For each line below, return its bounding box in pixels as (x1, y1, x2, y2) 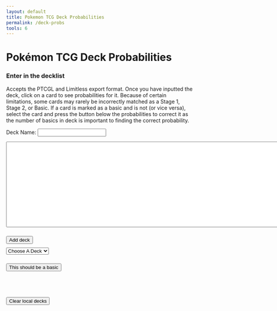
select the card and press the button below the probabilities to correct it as (6, 110, 188, 117)
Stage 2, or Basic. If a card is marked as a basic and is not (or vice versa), (6, 104, 186, 111)
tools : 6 (6, 25, 28, 31)
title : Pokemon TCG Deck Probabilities (6, 14, 105, 20)
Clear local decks (9, 297, 47, 304)
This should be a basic (9, 264, 59, 270)
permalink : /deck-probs (6, 20, 65, 25)
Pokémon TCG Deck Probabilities (6, 51, 172, 64)
